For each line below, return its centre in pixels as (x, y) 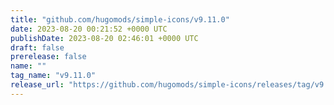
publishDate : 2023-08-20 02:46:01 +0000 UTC (104, 38)
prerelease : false (48, 57)
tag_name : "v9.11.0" (53, 76)
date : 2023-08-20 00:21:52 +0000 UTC (89, 29)
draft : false (37, 47)
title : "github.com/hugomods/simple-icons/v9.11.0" (120, 19)
